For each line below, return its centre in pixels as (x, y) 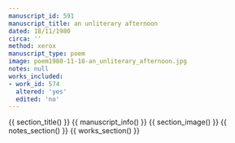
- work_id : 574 (34, 84)
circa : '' (25, 39)
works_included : (36, 76)
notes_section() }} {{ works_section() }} (74, 131)
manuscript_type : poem (47, 54)
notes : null (28, 69)
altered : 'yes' (41, 91)
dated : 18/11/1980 (39, 31)
